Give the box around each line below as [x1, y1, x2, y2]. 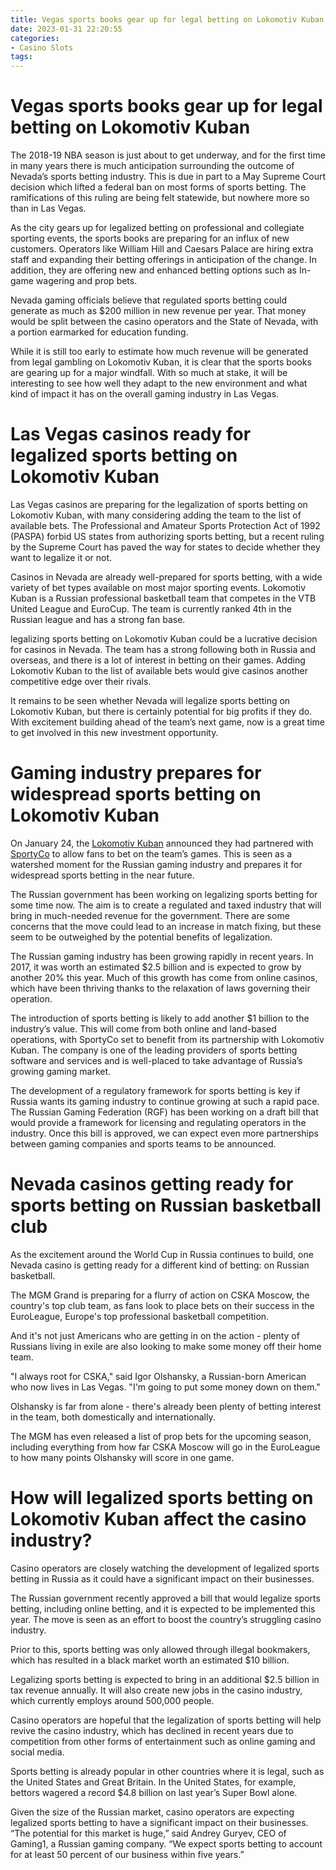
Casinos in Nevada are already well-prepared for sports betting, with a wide [10, 571, 323, 583]
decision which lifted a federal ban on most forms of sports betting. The [10, 181, 307, 193]
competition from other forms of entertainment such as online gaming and [10, 1735, 316, 1747]
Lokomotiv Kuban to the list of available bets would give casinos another [10, 665, 308, 676]
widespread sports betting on [10, 783, 262, 806]
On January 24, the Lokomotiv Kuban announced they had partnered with [10, 837, 314, 849]
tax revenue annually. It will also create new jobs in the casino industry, [10, 1684, 303, 1696]
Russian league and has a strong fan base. [10, 614, 186, 625]
